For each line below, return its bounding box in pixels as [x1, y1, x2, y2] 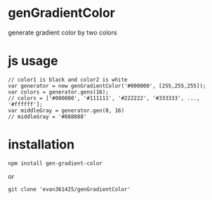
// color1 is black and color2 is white [8, 76, 128, 83]
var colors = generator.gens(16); [8, 88, 110, 96]
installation [8, 137, 75, 153]
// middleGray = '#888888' [8, 113, 87, 120]
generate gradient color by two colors [8, 28, 118, 37]
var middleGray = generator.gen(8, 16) [8, 107, 125, 114]
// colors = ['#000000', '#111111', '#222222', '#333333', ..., [8, 94, 200, 101]
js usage [8, 53, 58, 69]
